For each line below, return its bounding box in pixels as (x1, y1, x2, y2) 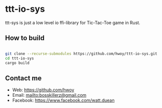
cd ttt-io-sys (5, 55, 34, 61)
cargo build (5, 60, 30, 65)
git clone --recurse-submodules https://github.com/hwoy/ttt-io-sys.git (5, 51, 158, 56)
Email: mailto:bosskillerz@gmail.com (12, 92, 87, 98)
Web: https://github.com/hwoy (12, 87, 75, 93)
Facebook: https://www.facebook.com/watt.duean (12, 97, 115, 104)
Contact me (5, 74, 42, 82)
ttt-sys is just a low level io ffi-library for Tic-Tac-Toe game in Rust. (5, 20, 140, 26)
